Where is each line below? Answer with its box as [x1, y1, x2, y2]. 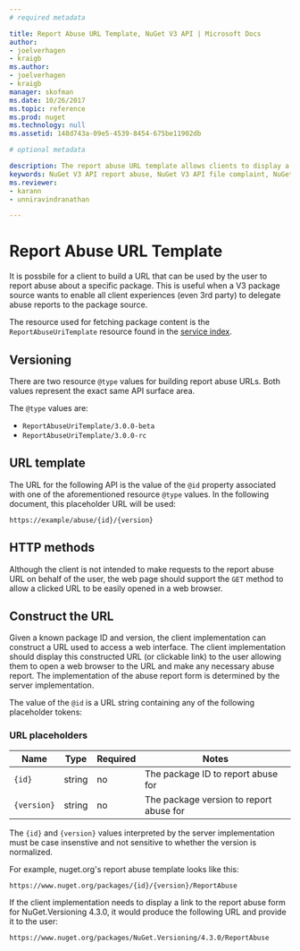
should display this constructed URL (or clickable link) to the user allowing [9, 651, 282, 663]
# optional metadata [9, 145, 87, 155]
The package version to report [144, 793, 272, 806]
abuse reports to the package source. [9, 299, 148, 310]
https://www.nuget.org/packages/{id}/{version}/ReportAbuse [9, 881, 238, 890]
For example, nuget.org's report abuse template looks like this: [9, 863, 239, 874]
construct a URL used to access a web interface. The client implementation [9, 642, 286, 653]
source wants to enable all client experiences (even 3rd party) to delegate [9, 290, 281, 301]
